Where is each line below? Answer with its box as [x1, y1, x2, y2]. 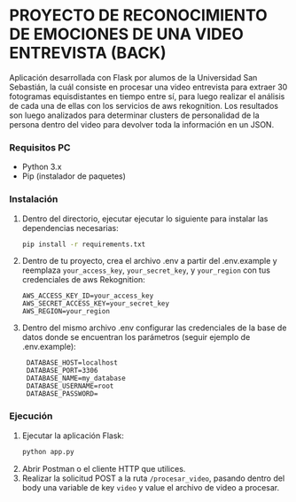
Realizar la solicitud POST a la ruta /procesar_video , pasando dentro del [21, 473, 285, 483]
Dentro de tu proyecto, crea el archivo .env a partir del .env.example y [21, 256, 277, 266]
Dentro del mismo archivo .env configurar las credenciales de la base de [21, 322, 287, 333]
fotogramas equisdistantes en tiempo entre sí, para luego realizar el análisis [9, 90, 285, 102]
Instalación [9, 193, 58, 205]
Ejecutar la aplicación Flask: [21, 430, 124, 441]
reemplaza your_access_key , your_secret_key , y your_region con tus [21, 265, 270, 275]
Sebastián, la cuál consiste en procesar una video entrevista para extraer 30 [9, 81, 288, 92]
